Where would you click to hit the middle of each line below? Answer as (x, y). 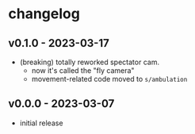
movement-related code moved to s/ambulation (109, 79)
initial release (41, 123)
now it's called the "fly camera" (83, 71)
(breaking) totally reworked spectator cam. (90, 62)
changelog (44, 14)
